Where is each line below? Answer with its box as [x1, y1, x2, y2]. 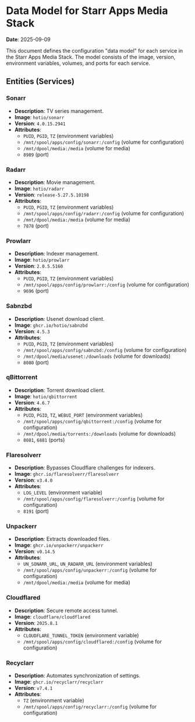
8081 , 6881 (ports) [23, 436, 65, 443]
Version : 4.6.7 [14, 399, 51, 406]
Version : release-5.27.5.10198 [14, 191, 89, 198]
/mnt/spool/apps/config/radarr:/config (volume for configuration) [23, 209, 185, 217]
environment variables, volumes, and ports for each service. [6, 60, 150, 67]
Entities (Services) [6, 77, 75, 87]
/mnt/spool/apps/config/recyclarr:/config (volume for [23, 703, 157, 710]
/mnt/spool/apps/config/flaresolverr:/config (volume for [23, 495, 165, 502]
